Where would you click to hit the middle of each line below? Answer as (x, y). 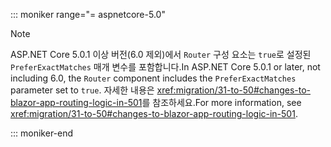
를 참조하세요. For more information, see (221, 102)
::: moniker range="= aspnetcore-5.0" (88, 14)
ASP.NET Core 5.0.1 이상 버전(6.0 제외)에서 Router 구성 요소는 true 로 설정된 (161, 54)
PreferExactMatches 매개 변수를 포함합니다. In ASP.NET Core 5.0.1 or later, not (165, 67)
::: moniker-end (42, 133)
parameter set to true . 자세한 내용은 (82, 90)
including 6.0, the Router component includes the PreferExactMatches (153, 78)
